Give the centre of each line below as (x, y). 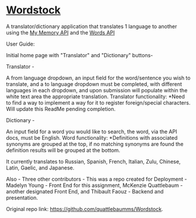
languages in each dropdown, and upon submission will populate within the (97, 90)
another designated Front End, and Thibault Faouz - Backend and (85, 191)
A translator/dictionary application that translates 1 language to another (92, 26)
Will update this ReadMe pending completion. (61, 109)
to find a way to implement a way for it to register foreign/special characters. (98, 102)
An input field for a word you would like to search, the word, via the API (92, 132)
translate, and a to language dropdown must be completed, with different (94, 84)
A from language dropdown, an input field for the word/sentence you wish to (98, 78)
